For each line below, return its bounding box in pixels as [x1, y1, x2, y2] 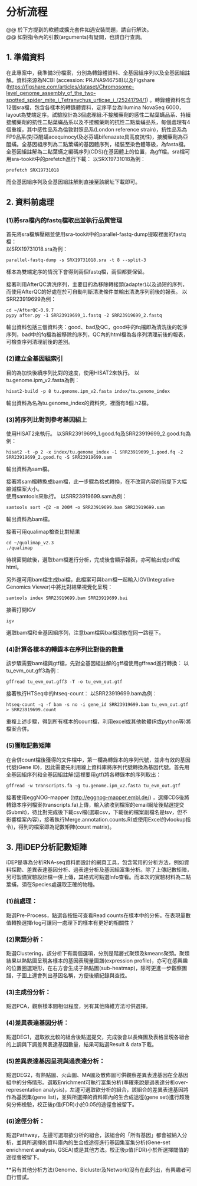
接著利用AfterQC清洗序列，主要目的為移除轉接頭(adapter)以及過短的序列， [6, 281, 188, 288]
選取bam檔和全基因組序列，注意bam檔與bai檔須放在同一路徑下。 [6, 629, 164, 636]
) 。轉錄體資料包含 [146, 96, 192, 103]
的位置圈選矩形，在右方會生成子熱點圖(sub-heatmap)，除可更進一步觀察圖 [6, 965, 188, 972]
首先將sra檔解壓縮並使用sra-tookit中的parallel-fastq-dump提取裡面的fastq [6, 231, 186, 238]
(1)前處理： [6, 897, 38, 905]
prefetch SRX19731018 [6, 167, 60, 173]
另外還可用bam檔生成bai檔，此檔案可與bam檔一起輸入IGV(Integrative [6, 576, 175, 583]
